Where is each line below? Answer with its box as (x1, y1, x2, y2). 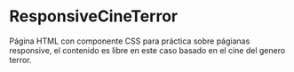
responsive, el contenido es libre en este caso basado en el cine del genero (9, 44, 286, 55)
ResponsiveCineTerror (9, 6, 179, 27)
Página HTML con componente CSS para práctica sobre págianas (9, 36, 250, 46)
